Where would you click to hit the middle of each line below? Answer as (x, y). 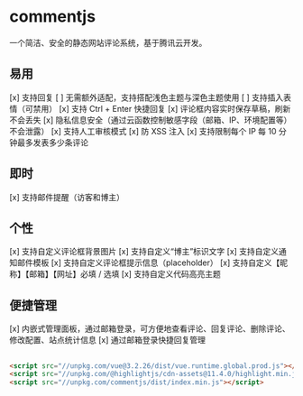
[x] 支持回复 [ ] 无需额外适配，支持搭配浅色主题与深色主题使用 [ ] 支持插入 (147, 97)
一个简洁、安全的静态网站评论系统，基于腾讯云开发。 (108, 42)
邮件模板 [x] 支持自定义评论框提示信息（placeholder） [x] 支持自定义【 (148, 262)
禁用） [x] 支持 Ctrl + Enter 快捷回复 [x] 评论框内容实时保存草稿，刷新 (162, 108)
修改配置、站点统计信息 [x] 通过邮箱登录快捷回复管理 (107, 340)
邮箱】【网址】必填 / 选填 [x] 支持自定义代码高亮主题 (124, 274)
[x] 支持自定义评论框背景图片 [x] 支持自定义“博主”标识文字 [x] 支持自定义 (144, 252)
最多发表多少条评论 (52, 143)
